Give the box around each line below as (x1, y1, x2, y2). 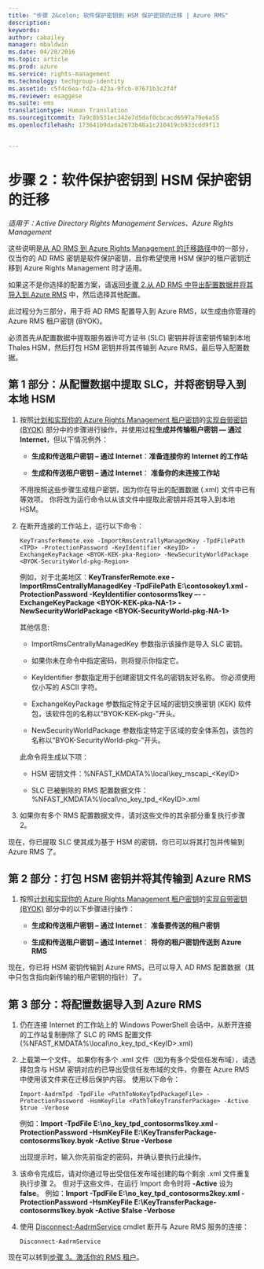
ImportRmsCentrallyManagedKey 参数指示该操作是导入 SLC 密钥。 (31, 638, 247, 649)
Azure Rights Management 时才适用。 (23, 263, 147, 272)
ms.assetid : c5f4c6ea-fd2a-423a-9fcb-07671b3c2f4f (8, 84, 178, 93)
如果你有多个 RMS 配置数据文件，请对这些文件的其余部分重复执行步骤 (19, 811, 246, 820)
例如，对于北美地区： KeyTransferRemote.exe (19, 572, 170, 582)
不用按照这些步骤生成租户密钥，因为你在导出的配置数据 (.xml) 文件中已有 (19, 484, 256, 494)
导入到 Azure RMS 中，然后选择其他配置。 (8, 289, 145, 299)
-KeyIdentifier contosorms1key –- (89, 589, 202, 598)
